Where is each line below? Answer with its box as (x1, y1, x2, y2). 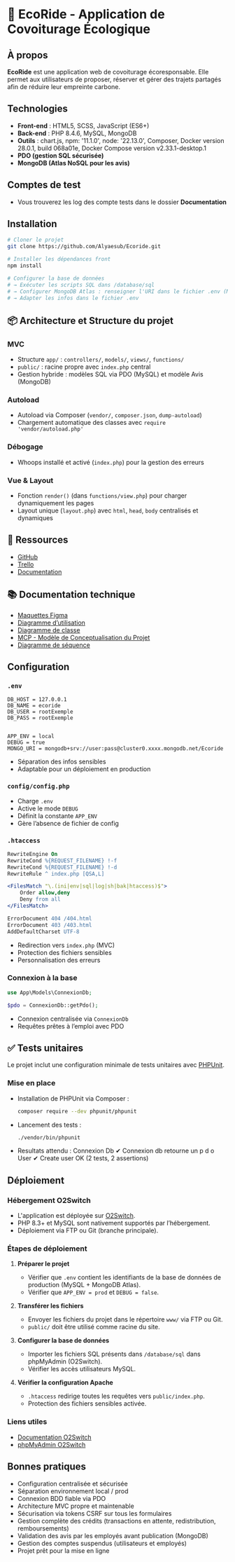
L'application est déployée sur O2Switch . (17, 1211, 136, 1220)
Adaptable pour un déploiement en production (17, 765, 151, 773)
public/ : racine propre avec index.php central (17, 362, 151, 371)
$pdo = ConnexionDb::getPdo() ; (7, 1002, 99, 1009)
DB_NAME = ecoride (7, 702, 61, 709)
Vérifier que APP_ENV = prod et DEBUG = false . (27, 1288, 159, 1296)
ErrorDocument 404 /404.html (7, 915, 92, 922)
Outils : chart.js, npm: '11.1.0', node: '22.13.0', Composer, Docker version (17, 136, 225, 144)
